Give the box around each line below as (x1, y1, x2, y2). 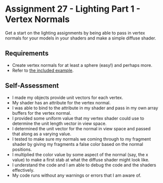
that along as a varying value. (12, 131, 72, 137)
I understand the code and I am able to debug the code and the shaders (12, 162, 157, 168)
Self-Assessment (5, 81, 59, 90)
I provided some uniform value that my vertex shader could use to (12, 115, 145, 121)
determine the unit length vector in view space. (12, 121, 107, 126)
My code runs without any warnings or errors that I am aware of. (12, 172, 142, 178)
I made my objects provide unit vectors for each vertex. (12, 94, 123, 101)
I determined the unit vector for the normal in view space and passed (12, 125, 151, 131)
